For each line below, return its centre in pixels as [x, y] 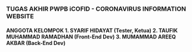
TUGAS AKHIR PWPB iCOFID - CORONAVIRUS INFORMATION [96, 9]
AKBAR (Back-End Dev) [36, 43]
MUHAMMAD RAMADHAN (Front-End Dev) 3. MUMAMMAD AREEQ [91, 37]
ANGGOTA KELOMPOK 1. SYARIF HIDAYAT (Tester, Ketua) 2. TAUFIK [92, 30]
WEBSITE [20, 16]
